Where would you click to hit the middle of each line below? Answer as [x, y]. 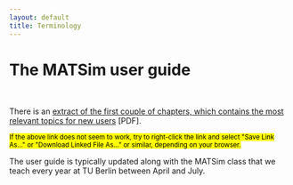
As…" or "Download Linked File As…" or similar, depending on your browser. [125, 145]
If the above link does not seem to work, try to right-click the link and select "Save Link [142, 137]
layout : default [39, 17]
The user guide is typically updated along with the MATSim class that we [142, 162]
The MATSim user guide [100, 70]
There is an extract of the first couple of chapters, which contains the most [146, 111]
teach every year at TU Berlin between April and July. [107, 171]
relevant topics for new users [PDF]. [75, 121]
